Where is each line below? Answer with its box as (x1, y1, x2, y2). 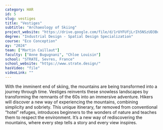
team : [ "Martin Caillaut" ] (5, 48, 60, 52)
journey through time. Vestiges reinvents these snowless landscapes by (5, 88, 149, 95)
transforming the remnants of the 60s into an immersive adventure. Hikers (5, 94, 153, 99)
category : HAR (5, 7, 34, 12)
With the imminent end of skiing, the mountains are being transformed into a (5, 83, 158, 89)
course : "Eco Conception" (5, 39, 57, 44)
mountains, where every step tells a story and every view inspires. (5, 119, 137, 125)
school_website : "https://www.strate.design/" (5, 61, 101, 66)
